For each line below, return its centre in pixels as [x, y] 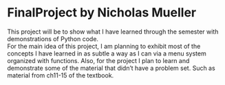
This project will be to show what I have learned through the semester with [113, 32]
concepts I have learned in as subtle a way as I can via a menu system [107, 53]
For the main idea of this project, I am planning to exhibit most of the [104, 46]
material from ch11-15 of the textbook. [61, 75]
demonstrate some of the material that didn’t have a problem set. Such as [111, 68]
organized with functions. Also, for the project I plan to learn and [98, 60]
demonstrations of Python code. [53, 38]
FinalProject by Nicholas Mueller [102, 13]
